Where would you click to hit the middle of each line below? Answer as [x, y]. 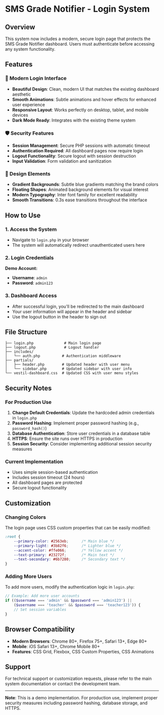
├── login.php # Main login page [53, 343]
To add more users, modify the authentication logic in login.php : [70, 587]
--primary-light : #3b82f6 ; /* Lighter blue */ [67, 546]
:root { [13, 537]
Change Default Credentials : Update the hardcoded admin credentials [83, 413]
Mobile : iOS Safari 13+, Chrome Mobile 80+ [56, 646]
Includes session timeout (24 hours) [48, 478]
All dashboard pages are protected [47, 483]
